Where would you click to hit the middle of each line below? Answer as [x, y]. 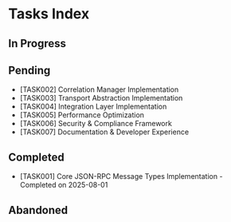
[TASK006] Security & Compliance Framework [96, 124]
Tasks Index [49, 14]
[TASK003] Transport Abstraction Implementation [101, 98]
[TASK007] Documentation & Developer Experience [104, 132]
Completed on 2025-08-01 [64, 185]
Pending [29, 70]
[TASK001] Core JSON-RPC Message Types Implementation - [121, 176]
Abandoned [38, 210]
